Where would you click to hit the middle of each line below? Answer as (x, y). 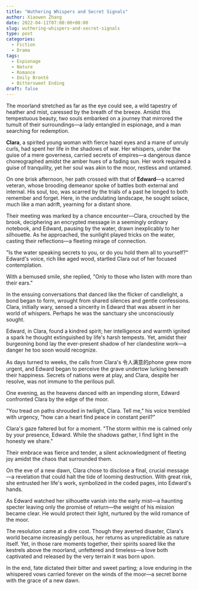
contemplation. (25, 265)
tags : (13, 56)
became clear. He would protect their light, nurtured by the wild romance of (98, 513)
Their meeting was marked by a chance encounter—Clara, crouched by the (98, 216)
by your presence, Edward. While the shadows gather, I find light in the (92, 435)
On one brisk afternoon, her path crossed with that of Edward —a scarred (95, 179)
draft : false (22, 89)
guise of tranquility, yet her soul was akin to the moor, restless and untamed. (99, 167)
